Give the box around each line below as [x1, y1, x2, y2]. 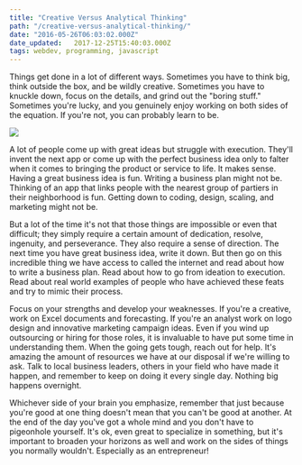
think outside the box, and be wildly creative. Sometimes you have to [9, 81, 265, 92]
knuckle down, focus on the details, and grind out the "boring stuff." [9, 91, 261, 102]
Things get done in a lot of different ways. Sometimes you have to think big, [9, 71, 290, 82]
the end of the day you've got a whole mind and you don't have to [9, 416, 254, 428]
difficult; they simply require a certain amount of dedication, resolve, [9, 229, 263, 240]
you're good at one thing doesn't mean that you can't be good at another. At [9, 407, 293, 418]
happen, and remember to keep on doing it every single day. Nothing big [9, 370, 279, 381]
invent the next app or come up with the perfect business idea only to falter [9, 154, 289, 165]
